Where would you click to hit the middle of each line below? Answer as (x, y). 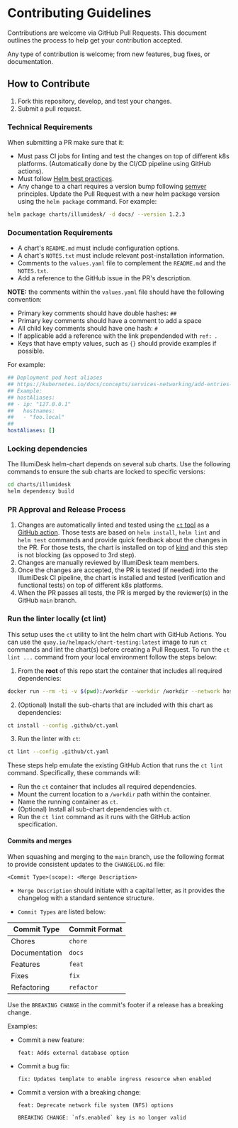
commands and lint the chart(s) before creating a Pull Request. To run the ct (119, 649)
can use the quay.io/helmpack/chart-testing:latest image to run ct (107, 642)
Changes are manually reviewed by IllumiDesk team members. (108, 563)
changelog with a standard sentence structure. (86, 898)
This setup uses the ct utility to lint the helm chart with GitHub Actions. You (117, 634)
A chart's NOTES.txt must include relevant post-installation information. (121, 256)
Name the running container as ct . (68, 802)
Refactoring (30, 987)
